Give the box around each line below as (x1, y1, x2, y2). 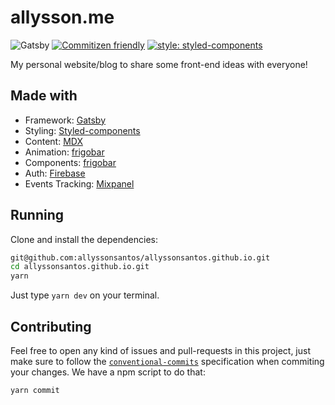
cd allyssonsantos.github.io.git (10, 262, 150, 272)
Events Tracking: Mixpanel (24, 177, 135, 190)
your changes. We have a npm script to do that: (10, 366, 206, 378)
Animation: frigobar (24, 146, 105, 158)
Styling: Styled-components (24, 124, 141, 136)
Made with (10, 87, 78, 105)
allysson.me (10, 6, 115, 29)
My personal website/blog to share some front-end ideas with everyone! (10, 58, 308, 70)
